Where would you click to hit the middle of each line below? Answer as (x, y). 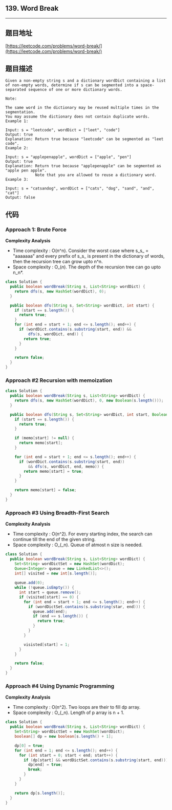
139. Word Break (32, 8)
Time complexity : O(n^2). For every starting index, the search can (82, 534)
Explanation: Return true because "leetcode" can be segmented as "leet (84, 139)
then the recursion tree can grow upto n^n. (58, 262)
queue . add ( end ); (50, 611)
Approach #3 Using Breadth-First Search (57, 513)
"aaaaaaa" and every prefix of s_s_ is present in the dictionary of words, (89, 256)
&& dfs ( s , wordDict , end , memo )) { (66, 467)
